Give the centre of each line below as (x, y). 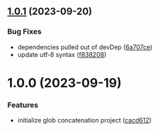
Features (23, 105)
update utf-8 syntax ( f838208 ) (62, 54)
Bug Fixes (25, 32)
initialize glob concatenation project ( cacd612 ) (84, 120)
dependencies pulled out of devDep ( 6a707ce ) (85, 47)
